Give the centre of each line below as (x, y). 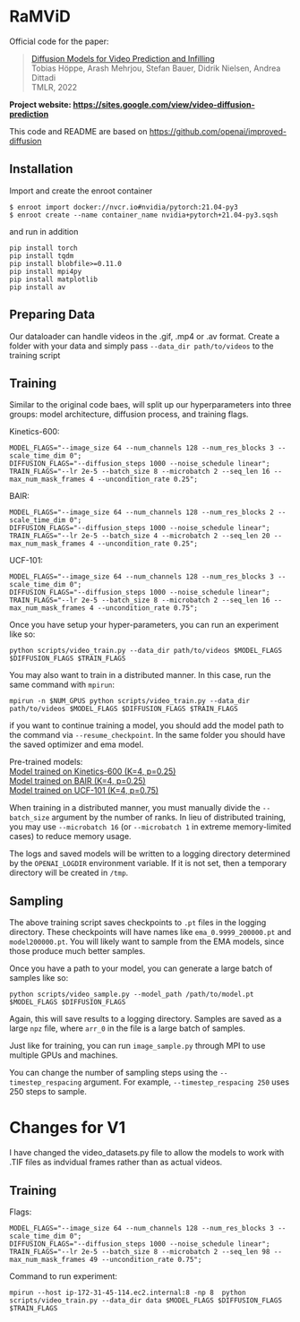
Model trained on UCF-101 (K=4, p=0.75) (84, 791)
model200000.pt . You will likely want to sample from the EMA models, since (147, 941)
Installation (41, 169)
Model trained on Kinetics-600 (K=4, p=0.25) (93, 771)
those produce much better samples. (77, 951)
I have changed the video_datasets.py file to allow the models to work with (147, 1153)
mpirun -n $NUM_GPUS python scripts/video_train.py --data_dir (130, 701)
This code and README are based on (78, 131)
